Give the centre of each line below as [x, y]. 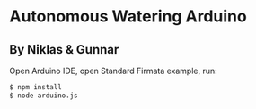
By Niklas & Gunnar [64, 50]
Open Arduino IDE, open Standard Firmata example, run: [113, 71]
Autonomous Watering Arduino [128, 17]
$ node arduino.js [44, 96]
